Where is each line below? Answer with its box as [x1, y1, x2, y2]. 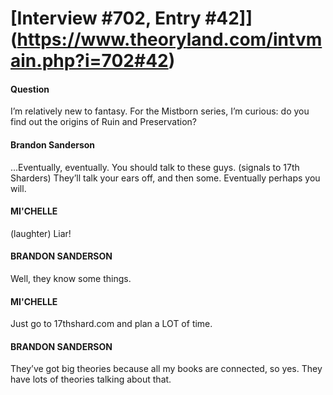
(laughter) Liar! [10, 227, 72, 239]
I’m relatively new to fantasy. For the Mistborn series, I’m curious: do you [10, 105, 310, 117]
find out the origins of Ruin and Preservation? [10, 116, 197, 128]
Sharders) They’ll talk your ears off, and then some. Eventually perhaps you [10, 172, 321, 184]
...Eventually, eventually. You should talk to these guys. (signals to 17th [10, 161, 300, 173]
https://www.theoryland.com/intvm [16, 28, 323, 51]
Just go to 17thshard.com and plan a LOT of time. [10, 318, 213, 330]
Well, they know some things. [10, 273, 132, 284]
